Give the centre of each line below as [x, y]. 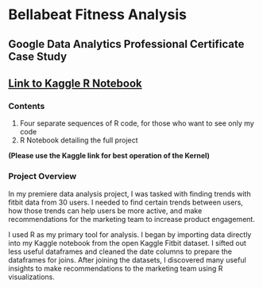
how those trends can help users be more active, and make [105, 210]
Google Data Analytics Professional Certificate [126, 44]
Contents [27, 106]
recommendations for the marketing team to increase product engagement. [132, 219]
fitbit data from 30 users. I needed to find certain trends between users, [126, 202]
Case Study [38, 56]
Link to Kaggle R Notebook [75, 83]
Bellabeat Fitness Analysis [98, 15]
